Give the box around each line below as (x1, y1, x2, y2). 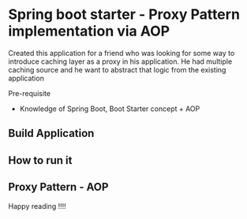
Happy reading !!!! (8, 201, 67, 210)
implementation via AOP (8, 22, 170, 40)
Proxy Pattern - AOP (8, 180, 109, 194)
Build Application (8, 127, 95, 140)
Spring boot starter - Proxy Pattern (8, 6, 241, 24)
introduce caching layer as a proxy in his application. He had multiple (8, 57, 233, 66)
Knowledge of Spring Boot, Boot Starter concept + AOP (19, 104, 200, 113)
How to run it (8, 154, 73, 167)
